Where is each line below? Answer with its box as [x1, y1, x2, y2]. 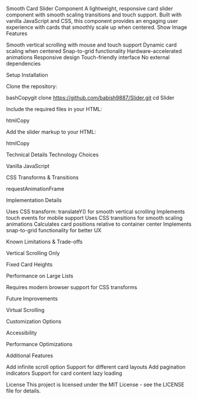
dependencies [6, 60, 41, 67]
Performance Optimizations [6, 341, 73, 347]
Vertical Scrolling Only [6, 250, 60, 256]
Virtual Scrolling [6, 307, 45, 313]
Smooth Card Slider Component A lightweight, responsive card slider [6, 5, 173, 12]
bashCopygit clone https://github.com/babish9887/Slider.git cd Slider [6, 94, 175, 101]
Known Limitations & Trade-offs [6, 238, 83, 245]
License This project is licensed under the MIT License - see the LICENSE [6, 381, 185, 388]
